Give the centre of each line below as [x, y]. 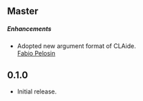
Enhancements [29, 29]
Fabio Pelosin [36, 54]
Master [23, 11]
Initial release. [37, 91]
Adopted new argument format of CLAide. [76, 46]
